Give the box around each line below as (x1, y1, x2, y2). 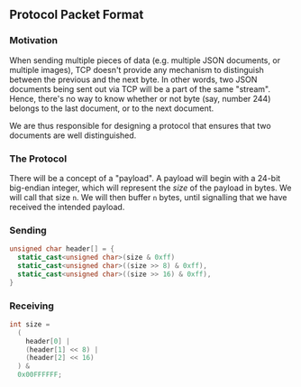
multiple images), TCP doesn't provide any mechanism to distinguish (9, 64, 264, 75)
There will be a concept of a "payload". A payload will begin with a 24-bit (9, 172, 281, 183)
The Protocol (9, 152, 68, 165)
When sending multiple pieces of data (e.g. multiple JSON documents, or (9, 54, 281, 66)
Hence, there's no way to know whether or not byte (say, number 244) (9, 93, 271, 104)
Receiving (9, 299, 54, 312)
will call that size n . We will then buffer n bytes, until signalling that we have (9, 191, 287, 202)
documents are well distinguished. (9, 130, 137, 141)
